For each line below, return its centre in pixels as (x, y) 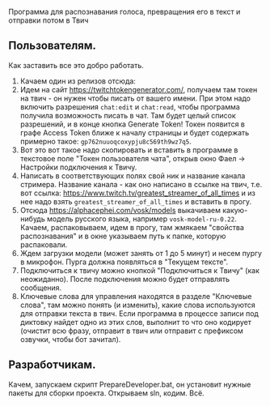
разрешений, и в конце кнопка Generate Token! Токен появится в (132, 124)
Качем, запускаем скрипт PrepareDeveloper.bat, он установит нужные (130, 384)
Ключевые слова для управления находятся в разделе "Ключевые (136, 296)
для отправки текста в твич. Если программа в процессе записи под (139, 313)
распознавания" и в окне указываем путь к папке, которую (123, 236)
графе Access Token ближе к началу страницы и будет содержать (135, 132)
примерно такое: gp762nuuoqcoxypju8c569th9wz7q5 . (105, 141)
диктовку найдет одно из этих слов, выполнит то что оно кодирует (136, 322)
